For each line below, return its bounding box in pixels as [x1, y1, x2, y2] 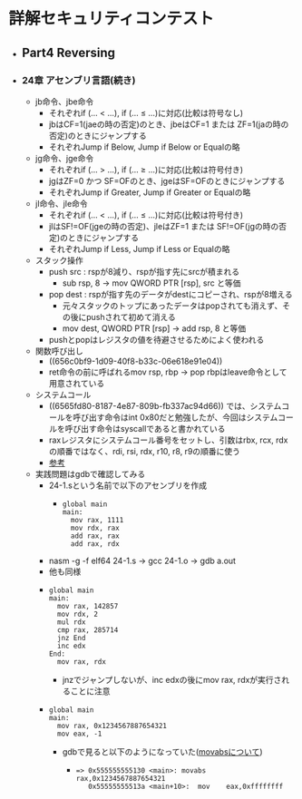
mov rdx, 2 [56, 609, 99, 619]
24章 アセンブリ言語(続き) [21, 73, 136, 86]
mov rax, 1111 [70, 515, 124, 524]
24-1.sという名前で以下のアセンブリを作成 [48, 480, 208, 491]
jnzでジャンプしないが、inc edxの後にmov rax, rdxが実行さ [62, 674, 282, 685]
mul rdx [56, 618, 86, 627]
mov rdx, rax [70, 523, 120, 532]
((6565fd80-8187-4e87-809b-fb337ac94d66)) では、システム [48, 400, 282, 411]
